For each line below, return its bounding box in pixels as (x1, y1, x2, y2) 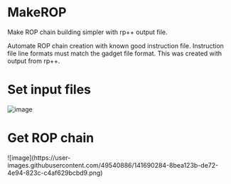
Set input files (7, 82, 91, 98)
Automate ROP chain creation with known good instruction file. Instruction (7, 41, 224, 50)
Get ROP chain (7, 130, 95, 146)
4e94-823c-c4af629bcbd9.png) (7, 168, 103, 177)
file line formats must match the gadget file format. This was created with (7, 49, 222, 58)
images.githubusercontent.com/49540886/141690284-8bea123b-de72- (7, 161, 219, 169)
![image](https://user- (7, 153, 71, 162)
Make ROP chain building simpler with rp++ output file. (7, 28, 168, 36)
